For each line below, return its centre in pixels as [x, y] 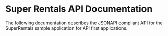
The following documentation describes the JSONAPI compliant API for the [84, 23]
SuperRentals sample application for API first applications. [66, 28]
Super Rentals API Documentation [79, 9]
